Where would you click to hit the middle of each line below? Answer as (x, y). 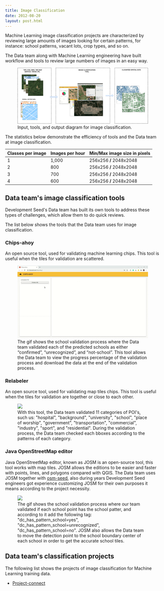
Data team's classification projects (60, 556)
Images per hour (68, 153)
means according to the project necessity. (48, 488)
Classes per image (27, 153)
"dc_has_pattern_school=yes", (48, 520)
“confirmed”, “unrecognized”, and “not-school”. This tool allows (82, 352)
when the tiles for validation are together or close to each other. (70, 397)
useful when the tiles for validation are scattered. (55, 259)
